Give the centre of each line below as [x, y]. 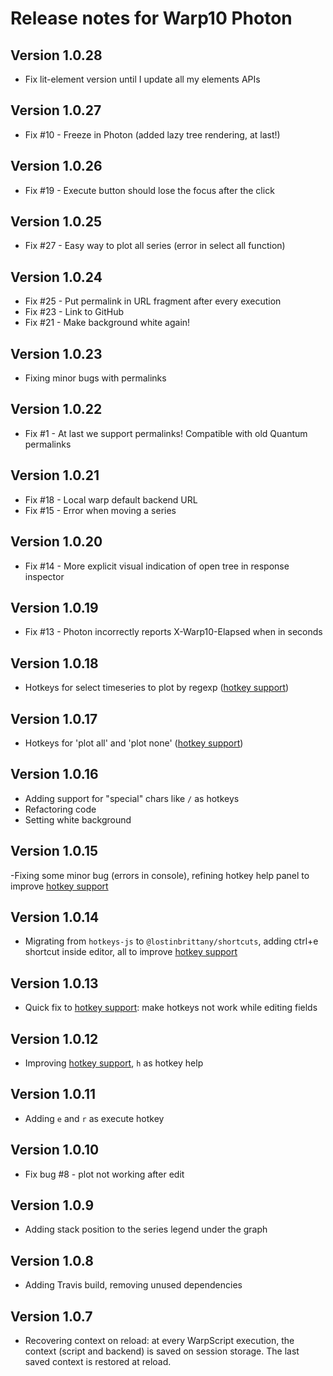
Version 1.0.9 [52, 1205]
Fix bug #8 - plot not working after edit [104, 1174]
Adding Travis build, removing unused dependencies [133, 1285]
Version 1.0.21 [55, 475]
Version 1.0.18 [54, 663]
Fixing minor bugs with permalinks [95, 378]
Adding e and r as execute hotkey [94, 1118]
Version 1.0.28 [56, 55]
